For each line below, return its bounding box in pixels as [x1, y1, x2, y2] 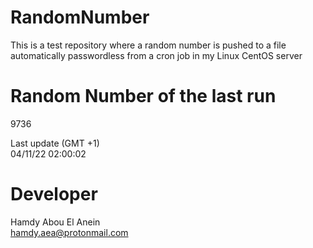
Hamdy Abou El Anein [10, 216, 101, 228]
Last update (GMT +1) [10, 137, 100, 149]
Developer [10, 183, 98, 206]
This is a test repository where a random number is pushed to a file [10, 39, 287, 51]
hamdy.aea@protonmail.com [10, 226, 129, 238]
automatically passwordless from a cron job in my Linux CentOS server [10, 49, 303, 61]
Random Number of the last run [10, 85, 277, 108]
